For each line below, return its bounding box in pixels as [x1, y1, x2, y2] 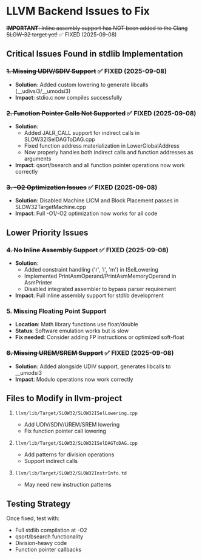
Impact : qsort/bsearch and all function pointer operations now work [15, 161, 185, 168]
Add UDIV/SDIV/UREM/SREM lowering [24, 421, 120, 428]
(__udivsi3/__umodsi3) [15, 87, 71, 95]
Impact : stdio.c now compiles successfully [15, 94, 123, 101]
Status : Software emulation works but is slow [15, 327, 129, 335]
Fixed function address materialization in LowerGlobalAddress [24, 142, 180, 149]
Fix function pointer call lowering [24, 427, 106, 435]
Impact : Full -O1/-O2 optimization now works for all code [15, 210, 158, 217]
